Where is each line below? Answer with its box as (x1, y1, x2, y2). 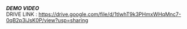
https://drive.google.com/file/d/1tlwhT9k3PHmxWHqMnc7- (38, 11, 182, 18)
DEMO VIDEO (6, 5, 39, 11)
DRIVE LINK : (6, 11, 38, 18)
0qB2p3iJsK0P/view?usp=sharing (6, 17, 89, 23)
